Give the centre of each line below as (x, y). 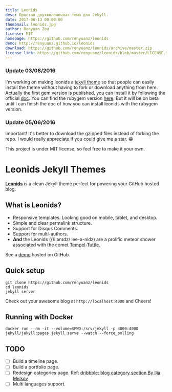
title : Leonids (21, 10)
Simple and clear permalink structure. (52, 223)
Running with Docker (39, 317)
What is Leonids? (33, 205)
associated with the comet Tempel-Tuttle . (57, 245)
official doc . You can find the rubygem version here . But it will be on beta (82, 98)
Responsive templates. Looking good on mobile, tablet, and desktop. (85, 217)
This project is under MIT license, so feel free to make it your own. (75, 149)
